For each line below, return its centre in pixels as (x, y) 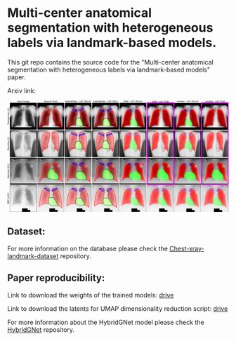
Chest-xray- (187, 248)
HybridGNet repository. (41, 329)
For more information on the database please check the (88, 248)
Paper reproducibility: (56, 278)
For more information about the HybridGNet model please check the (106, 322)
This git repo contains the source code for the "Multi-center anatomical (110, 62)
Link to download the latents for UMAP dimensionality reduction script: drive (118, 308)
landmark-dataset (33, 256)
